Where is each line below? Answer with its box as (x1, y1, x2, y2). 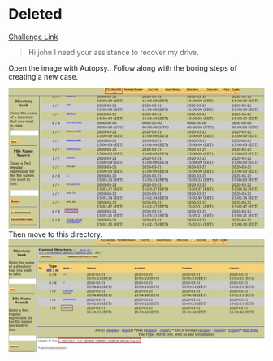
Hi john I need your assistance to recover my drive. (28, 47, 199, 57)
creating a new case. (8, 71, 79, 81)
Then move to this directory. (8, 230, 103, 239)
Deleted (8, 5, 63, 24)
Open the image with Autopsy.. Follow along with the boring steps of (8, 62, 237, 73)
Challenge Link (8, 32, 58, 41)
